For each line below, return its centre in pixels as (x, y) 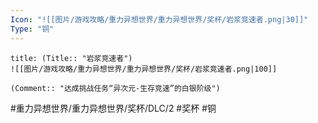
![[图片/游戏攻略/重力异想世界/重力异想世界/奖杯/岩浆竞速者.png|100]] (144, 69)
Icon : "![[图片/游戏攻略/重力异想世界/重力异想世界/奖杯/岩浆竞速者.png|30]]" (159, 19)
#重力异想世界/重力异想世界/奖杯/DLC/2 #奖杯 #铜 (113, 108)
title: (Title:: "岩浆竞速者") (71, 58)
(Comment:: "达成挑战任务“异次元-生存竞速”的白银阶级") (115, 88)
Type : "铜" (32, 29)
